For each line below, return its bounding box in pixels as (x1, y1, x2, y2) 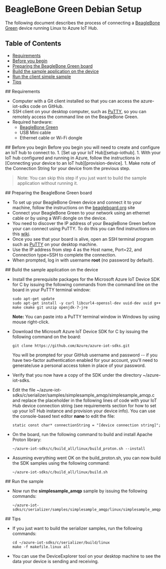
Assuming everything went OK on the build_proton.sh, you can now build (12, 455, 161, 461)
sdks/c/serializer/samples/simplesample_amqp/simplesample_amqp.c (12, 392, 155, 398)
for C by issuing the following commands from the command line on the (12, 281, 158, 287)
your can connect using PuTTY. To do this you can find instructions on (12, 225, 156, 231)
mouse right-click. (12, 319, 50, 325)
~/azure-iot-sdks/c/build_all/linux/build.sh (12, 470, 108, 475)
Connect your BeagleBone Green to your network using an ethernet (12, 210, 150, 216)
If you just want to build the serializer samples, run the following (12, 525, 142, 531)
